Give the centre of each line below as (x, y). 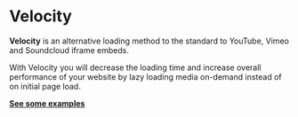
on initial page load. (45, 86)
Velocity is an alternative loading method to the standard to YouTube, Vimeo (149, 41)
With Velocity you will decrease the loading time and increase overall (135, 67)
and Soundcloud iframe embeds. (69, 50)
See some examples (47, 103)
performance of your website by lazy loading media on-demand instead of (145, 76)
